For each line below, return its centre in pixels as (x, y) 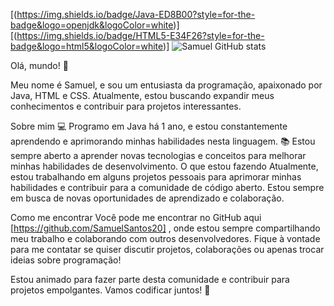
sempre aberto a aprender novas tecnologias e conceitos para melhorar (158, 155)
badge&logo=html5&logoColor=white (87, 46)
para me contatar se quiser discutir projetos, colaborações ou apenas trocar (167, 249)
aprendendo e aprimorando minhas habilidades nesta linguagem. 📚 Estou (163, 141)
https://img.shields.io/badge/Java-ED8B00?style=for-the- (136, 14)
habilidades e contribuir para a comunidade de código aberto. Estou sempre (167, 187)
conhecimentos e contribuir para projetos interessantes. (126, 106)
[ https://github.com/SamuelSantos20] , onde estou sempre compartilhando (165, 228)
